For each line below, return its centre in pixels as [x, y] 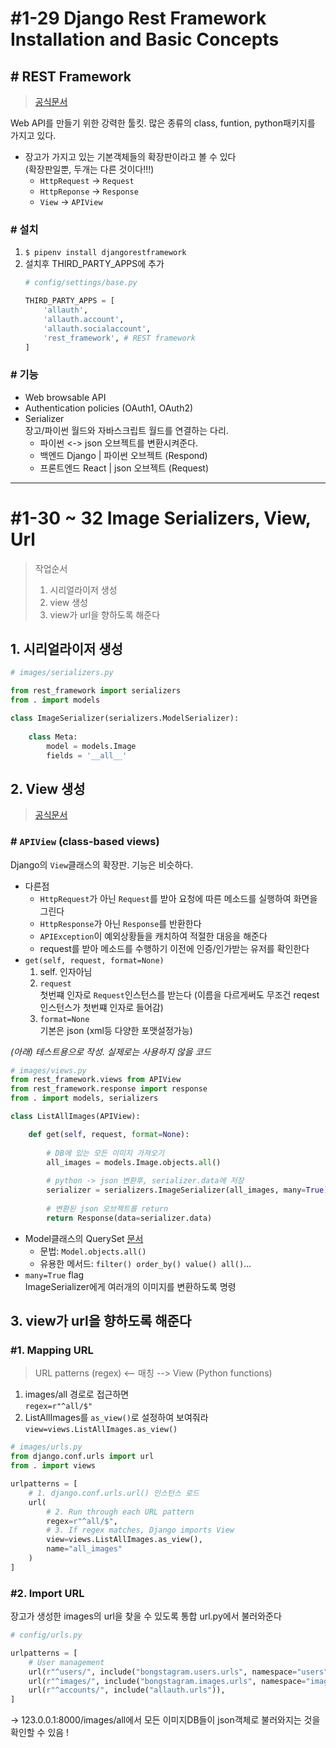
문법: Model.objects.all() [93, 1251]
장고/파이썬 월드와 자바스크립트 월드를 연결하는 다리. [126, 430]
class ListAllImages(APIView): [75, 1117]
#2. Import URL [47, 1593]
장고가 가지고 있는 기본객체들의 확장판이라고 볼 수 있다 [130, 156]
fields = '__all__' [87, 755]
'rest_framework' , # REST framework [119, 338]
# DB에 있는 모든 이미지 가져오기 [105, 1153]
